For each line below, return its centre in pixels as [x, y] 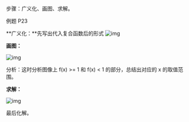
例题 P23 [17, 21]
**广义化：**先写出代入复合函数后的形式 [55, 33]
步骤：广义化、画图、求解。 [40, 8]
